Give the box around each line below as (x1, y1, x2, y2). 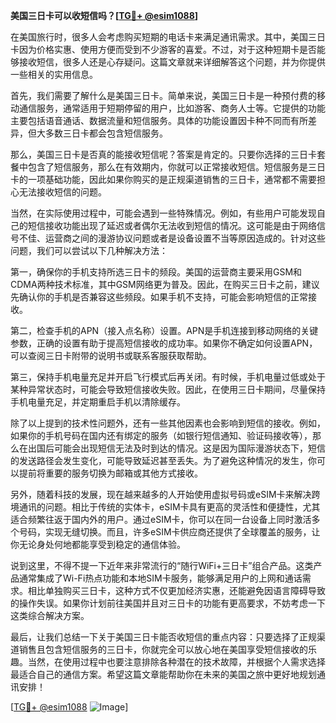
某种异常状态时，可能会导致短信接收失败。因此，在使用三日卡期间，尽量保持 (10, 384, 326, 395)
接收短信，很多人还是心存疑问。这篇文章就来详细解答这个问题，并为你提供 (18, 56, 326, 68)
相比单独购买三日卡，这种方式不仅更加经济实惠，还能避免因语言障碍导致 (27, 585, 326, 596)
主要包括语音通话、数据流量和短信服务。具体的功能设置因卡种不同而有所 (10, 115, 308, 126)
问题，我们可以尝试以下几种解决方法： (10, 245, 168, 256)
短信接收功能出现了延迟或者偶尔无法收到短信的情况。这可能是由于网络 (27, 220, 317, 231)
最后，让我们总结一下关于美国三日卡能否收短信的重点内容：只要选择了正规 (10, 631, 317, 643)
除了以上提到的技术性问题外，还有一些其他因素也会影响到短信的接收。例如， (10, 417, 326, 429)
